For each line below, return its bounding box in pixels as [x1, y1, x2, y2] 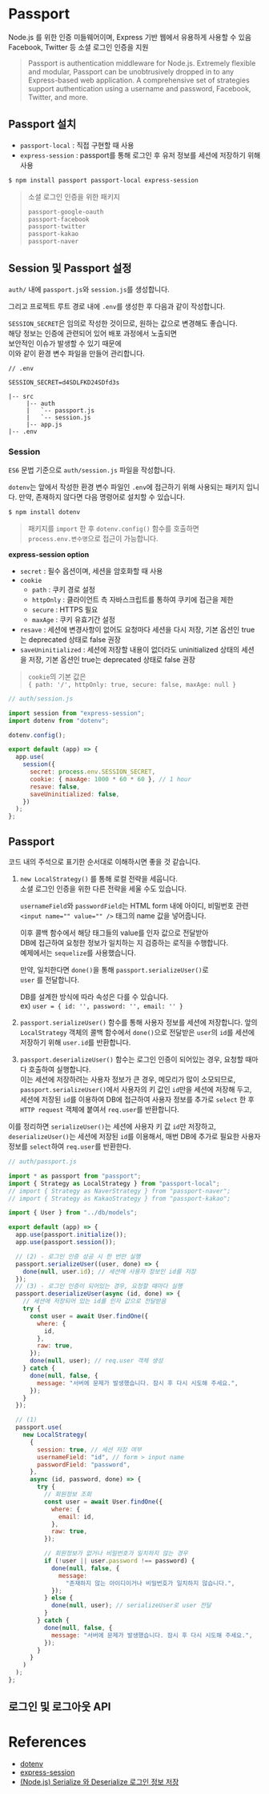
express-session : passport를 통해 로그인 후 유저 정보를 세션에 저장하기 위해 [19, 150, 261, 160]
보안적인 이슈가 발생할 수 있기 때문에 [8, 338, 122, 348]
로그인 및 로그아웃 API [8, 1700, 111, 1714]
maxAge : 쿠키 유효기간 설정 [31, 614, 116, 624]
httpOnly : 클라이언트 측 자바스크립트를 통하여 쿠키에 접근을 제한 [31, 594, 234, 604]
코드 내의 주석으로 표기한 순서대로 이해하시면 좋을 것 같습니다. [8, 857, 201, 867]
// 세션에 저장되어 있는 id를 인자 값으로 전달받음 [22, 1298, 167, 1306]
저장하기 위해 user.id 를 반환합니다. [19, 1037, 131, 1047]
